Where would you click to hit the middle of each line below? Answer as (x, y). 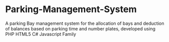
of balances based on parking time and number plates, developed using (80, 28)
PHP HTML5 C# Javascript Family (41, 34)
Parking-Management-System (71, 9)
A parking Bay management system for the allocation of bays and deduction (85, 23)
